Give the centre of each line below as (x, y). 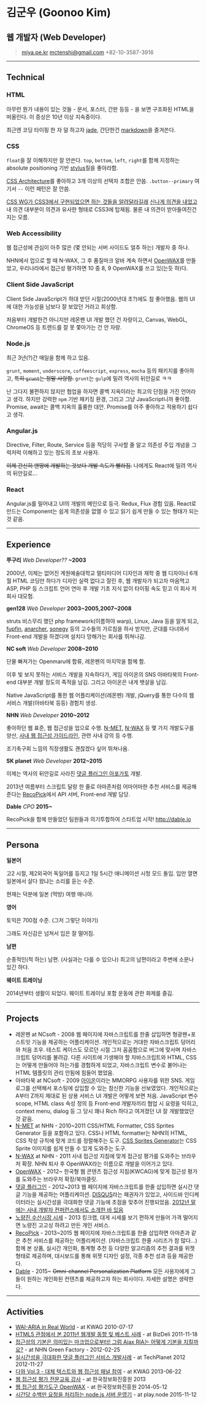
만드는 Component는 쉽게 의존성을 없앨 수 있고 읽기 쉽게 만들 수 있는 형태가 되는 (103, 511)
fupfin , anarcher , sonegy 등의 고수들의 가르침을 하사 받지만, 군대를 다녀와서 (98, 629)
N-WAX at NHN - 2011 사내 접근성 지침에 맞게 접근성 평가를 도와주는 (97, 1156)
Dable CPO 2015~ (29, 807)
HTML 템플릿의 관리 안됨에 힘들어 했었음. (65, 1072)
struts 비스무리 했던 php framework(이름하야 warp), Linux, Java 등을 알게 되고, (103, 621)
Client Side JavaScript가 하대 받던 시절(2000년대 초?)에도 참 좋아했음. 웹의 (97, 299)
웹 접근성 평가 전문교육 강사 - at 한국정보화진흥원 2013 (80, 1379)
